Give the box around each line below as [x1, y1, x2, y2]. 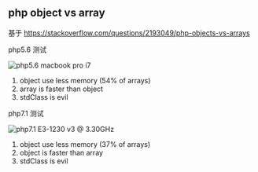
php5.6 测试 [8, 45, 47, 54]
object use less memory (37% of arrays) [19, 139, 151, 148]
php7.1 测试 [8, 108, 45, 118]
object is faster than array [19, 148, 104, 157]
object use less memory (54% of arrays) [19, 75, 151, 85]
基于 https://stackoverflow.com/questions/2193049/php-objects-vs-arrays [8, 27, 250, 38]
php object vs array [8, 6, 105, 20]
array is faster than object [19, 84, 104, 93]
